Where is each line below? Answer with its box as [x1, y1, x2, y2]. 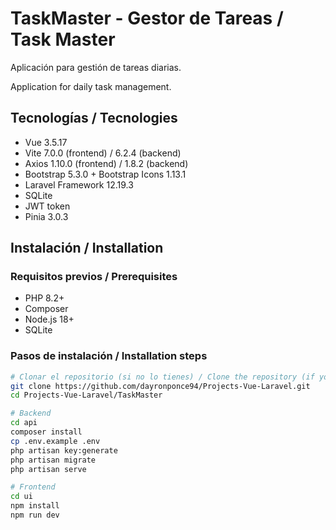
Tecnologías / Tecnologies [10, 110, 178, 127]
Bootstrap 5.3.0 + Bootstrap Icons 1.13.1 [24, 168, 187, 180]
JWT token [24, 200, 71, 212]
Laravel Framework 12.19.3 [24, 178, 134, 191]
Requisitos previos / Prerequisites [10, 270, 178, 284]
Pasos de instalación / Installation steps [10, 349, 208, 363]
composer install [10, 427, 83, 437]
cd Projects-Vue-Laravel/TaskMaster [10, 390, 163, 401]
